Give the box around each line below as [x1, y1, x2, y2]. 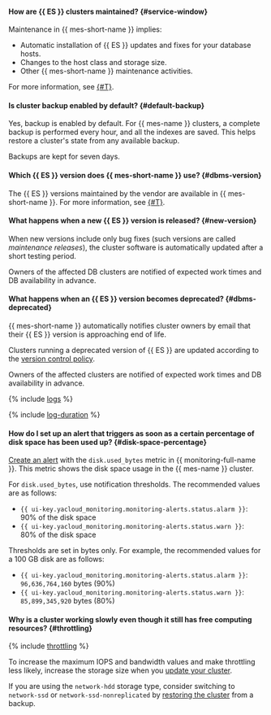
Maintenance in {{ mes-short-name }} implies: [8, 24, 162, 34]
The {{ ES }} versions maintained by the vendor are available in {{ [8, 188, 226, 198]
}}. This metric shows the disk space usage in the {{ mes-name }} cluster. [8, 464, 254, 473]
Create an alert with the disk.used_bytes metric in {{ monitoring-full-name [8, 456, 256, 465]
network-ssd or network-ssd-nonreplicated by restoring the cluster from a [8, 690, 254, 700]
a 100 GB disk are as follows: [8, 554, 105, 565]
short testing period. [8, 251, 77, 260]
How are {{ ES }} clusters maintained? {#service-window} [8, 7, 209, 16]
